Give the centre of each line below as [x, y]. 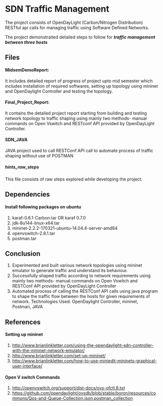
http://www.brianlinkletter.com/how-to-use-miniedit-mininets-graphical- [84, 361]
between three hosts [26, 42]
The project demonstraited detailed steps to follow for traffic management [80, 37]
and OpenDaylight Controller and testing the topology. [59, 91]
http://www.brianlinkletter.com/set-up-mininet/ [59, 355]
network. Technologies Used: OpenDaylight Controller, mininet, [75, 302]
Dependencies [27, 194]
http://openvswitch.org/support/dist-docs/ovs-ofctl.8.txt [68, 388]
